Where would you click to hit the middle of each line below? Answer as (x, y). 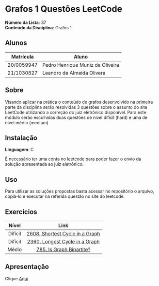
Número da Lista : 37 (26, 22)
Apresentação (27, 267)
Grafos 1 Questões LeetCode (64, 9)
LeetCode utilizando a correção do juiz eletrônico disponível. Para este (76, 112)
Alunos (16, 43)
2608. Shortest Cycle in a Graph (63, 234)
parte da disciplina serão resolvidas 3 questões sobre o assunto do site (76, 107)
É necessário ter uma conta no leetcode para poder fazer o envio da (73, 159)
